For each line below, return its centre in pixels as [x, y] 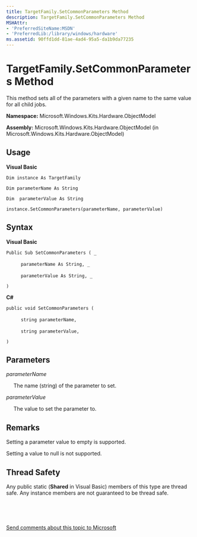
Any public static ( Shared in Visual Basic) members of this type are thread [97, 487]
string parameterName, [49, 319]
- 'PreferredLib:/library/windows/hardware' [62, 34]
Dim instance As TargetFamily [44, 178]
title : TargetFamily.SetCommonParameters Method [67, 12]
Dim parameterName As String [42, 188]
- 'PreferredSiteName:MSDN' [41, 28]
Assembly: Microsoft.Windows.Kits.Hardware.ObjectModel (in [82, 127]
